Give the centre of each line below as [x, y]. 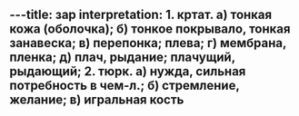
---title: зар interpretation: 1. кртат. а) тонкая [141, 15]
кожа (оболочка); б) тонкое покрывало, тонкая [150, 29]
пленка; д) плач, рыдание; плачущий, [123, 58]
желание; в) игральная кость [97, 100]
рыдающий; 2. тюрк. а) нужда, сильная [128, 72]
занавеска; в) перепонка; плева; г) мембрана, [148, 43]
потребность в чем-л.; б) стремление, [125, 86]
